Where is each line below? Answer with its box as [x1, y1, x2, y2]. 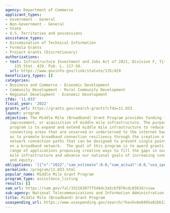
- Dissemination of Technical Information [5, 40, 96, 45]
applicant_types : [5, 12, 42, 17]
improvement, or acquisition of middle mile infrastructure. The [10, 120, 151, 125]
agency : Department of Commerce [5, 7, 73, 13]
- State [5, 26, 22, 31]
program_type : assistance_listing [5, 176, 78, 182]
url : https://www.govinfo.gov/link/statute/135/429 [10, 69, 121, 74]
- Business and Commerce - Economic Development [5, 82, 110, 87]
